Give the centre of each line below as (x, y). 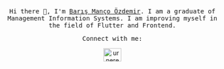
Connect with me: (112, 38)
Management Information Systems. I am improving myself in (112, 18)
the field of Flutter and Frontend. (112, 25)
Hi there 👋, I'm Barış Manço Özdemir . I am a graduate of (112, 11)
